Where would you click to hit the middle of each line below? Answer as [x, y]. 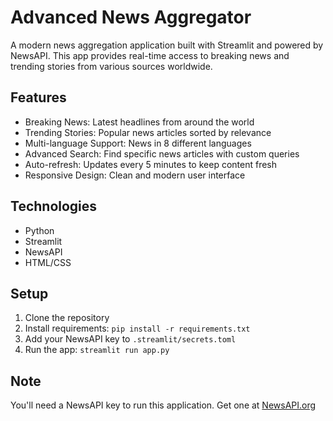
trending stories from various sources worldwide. [111, 66]
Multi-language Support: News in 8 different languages [138, 143]
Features [38, 97]
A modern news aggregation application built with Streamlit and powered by [167, 45]
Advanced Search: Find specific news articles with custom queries [162, 153]
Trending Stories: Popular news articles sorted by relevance [148, 132]
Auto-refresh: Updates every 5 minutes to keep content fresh [150, 164]
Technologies [54, 206]
